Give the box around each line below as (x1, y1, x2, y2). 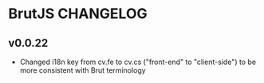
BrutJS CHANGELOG (8, 5, 148, 23)
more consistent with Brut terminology (19, 66, 146, 75)
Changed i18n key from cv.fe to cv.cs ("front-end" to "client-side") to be (19, 57, 257, 66)
